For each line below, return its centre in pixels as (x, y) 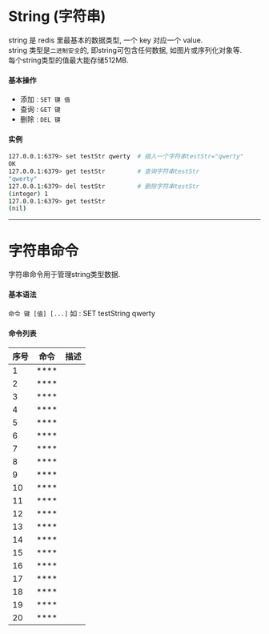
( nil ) (17, 209)
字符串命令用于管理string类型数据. (64, 275)
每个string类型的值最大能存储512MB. (69, 60)
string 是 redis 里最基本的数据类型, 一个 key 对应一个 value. (106, 40)
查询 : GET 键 (40, 110)
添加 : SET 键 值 (45, 99)
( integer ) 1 (28, 194)
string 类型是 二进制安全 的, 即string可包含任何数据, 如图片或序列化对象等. (125, 50)
